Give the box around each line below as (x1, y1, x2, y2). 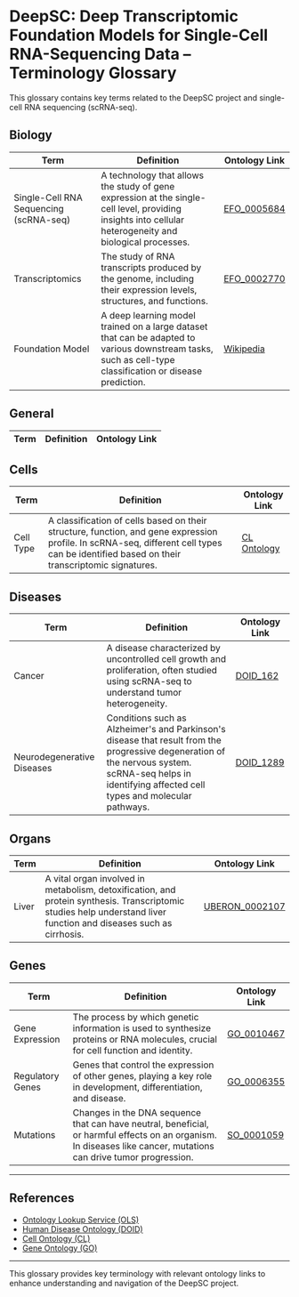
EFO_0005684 (223, 202, 286, 214)
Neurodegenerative (13, 751, 95, 763)
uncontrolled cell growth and (106, 653, 227, 665)
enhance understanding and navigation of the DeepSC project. (9, 1277, 239, 1288)
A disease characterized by (106, 642, 221, 655)
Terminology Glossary (9, 63, 177, 84)
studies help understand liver (44, 906, 166, 918)
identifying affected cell (106, 778, 206, 791)
